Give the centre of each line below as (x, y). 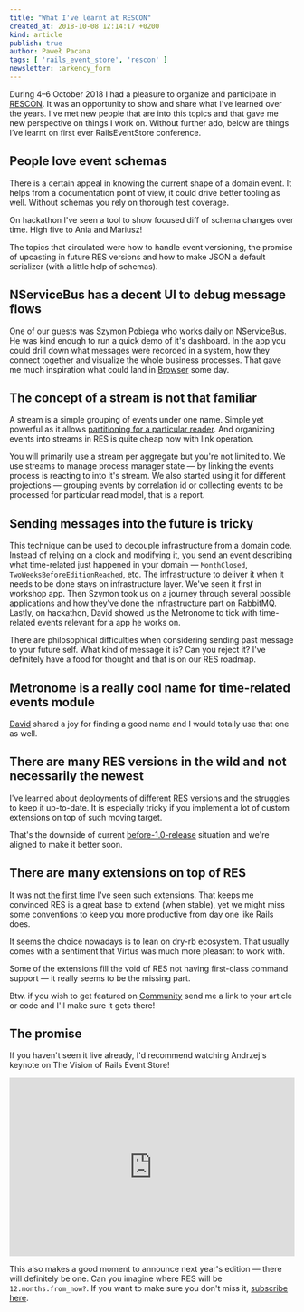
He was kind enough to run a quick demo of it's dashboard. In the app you (148, 340)
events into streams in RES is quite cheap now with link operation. (132, 439)
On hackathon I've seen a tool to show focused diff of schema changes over (152, 219)
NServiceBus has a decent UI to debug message (148, 295)
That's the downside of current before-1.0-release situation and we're (139, 834)
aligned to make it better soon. (66, 844)
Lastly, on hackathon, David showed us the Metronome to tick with (133, 613)
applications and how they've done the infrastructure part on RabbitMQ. (143, 603)
